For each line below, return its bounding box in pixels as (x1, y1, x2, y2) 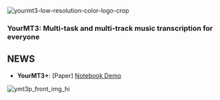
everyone (7, 32, 40, 41)
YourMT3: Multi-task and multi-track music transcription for (7, 23, 213, 33)
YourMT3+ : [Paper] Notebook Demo (16, 71, 122, 79)
